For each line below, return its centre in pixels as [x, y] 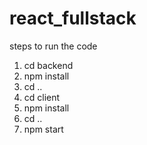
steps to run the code [53, 46]
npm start [43, 129]
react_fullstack [73, 18]
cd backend [48, 65]
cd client [42, 97]
